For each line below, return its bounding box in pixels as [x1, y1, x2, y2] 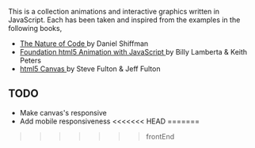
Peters [19, 55, 42, 65]
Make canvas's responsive [19, 108, 107, 117]
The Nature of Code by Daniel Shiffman [19, 39, 149, 48]
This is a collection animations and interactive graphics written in [8, 7, 220, 16]
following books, [8, 24, 63, 32]
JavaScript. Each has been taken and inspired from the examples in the [8, 15, 241, 25]
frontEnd [146, 131, 175, 141]
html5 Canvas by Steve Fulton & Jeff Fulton [19, 64, 161, 74]
